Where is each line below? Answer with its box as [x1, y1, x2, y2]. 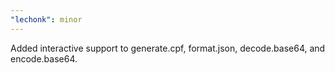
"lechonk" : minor [10, 14, 83, 25]
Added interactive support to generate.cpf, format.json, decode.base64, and [10, 42, 326, 54]
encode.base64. [10, 52, 78, 65]
